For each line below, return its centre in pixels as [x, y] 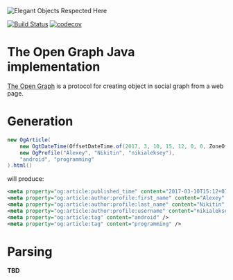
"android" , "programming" [57, 159]
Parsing [30, 251]
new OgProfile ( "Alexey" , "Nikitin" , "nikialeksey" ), [97, 152]
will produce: [26, 179]
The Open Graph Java [71, 52]
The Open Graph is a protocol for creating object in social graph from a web [115, 86]
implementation [54, 67]
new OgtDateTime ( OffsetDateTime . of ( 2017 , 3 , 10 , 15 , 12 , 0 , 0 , [113, 146]
